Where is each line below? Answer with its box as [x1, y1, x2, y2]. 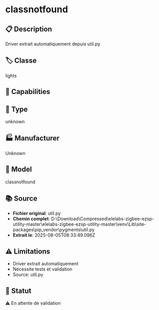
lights [5, 72, 17, 79]
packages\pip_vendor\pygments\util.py [12, 227, 95, 233]
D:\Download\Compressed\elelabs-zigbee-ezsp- [51, 216, 154, 222]
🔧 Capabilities [5, 87, 51, 96]
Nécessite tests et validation [12, 266, 73, 273]
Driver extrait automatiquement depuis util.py [5, 41, 101, 47]
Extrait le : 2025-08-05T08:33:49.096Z [12, 232, 96, 238]
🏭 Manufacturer [5, 134, 60, 143]
